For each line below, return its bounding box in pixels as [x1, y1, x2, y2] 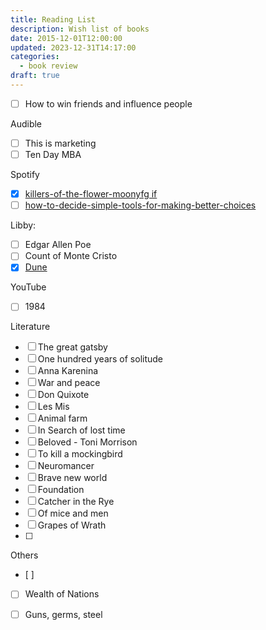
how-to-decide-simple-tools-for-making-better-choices [24, 199, 257, 211]
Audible [10, 117, 43, 130]
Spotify [10, 169, 40, 181]
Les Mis [37, 401, 70, 413]
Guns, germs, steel [24, 608, 103, 620]
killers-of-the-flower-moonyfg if [24, 188, 158, 200]
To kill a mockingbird [37, 448, 123, 460]
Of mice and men [37, 507, 109, 520]
